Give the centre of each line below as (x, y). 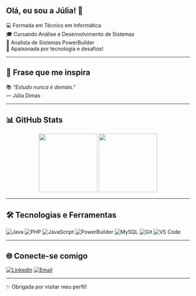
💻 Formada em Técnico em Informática (53, 25)
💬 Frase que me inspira (48, 73)
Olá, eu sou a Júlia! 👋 (45, 11)
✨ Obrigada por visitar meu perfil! (47, 287)
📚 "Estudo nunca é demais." (41, 87)
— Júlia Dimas (23, 95)
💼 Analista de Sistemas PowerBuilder (50, 42)
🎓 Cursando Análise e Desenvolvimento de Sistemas (70, 34)
